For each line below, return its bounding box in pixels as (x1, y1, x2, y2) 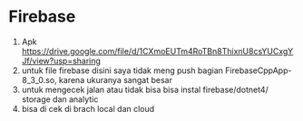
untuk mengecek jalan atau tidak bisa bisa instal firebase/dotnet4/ (21, 84, 269, 95)
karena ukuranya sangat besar (58, 74, 173, 85)
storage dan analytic (21, 93, 99, 105)
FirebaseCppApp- (225, 65, 292, 76)
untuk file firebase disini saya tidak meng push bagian (21, 65, 224, 76)
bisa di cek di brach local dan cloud (21, 103, 155, 114)
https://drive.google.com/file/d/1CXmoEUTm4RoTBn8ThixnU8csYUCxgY (21, 45, 294, 56)
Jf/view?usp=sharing (21, 55, 102, 66)
